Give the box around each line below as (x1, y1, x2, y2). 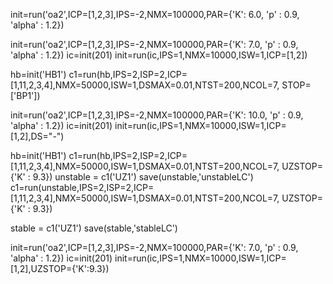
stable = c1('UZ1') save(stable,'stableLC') (10, 222, 178, 234)
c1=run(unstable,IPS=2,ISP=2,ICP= (10, 182, 155, 193)
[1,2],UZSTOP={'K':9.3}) (10, 263, 110, 274)
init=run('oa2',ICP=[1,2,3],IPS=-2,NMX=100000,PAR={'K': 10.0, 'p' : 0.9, (10, 109, 304, 121)
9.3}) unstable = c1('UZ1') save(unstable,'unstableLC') (32, 171, 254, 183)
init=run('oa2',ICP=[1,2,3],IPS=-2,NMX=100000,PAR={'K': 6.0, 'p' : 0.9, (10, 9, 300, 20)
